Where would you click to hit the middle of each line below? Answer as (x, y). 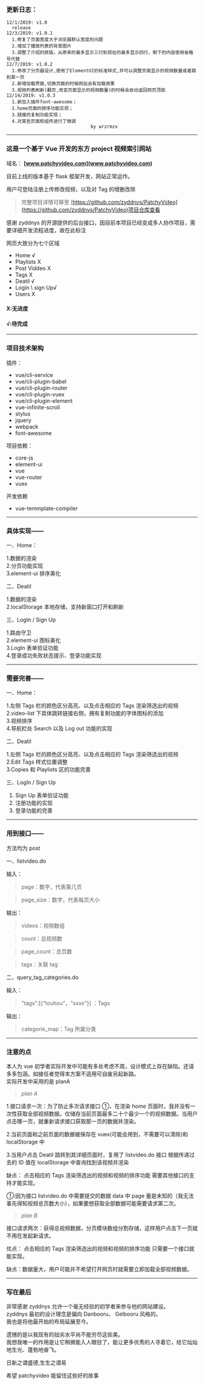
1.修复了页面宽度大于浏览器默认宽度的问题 (57, 40)
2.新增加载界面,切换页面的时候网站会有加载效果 (63, 84)
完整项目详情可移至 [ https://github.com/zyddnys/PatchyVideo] (99, 202)
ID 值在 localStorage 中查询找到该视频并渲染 (73, 1162)
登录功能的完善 (34, 810)
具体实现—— (25, 531)
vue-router (29, 477)
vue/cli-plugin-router (41, 388)
